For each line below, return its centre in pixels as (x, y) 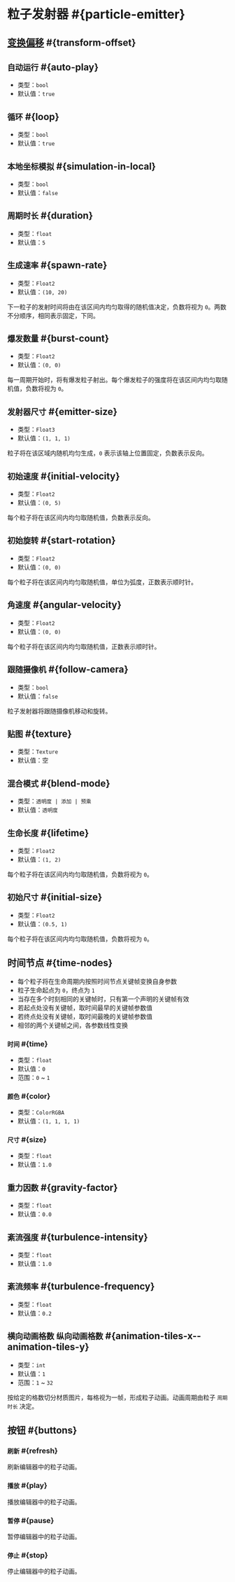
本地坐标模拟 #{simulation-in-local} (81, 166)
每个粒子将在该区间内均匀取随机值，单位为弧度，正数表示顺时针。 (102, 582)
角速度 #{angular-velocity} (65, 605)
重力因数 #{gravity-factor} (63, 1187)
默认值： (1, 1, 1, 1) (49, 1121)
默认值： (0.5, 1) (42, 923)
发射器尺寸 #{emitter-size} (62, 411)
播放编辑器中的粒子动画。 (44, 1502)
